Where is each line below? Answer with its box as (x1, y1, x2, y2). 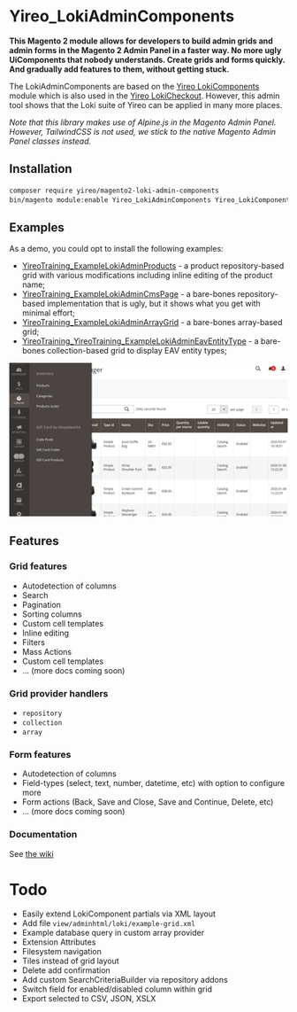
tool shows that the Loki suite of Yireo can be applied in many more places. (9, 99, 283, 110)
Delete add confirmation (21, 965, 110, 976)
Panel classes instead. (9, 136, 92, 146)
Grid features (9, 560, 68, 572)
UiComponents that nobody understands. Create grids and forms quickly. (9, 54, 286, 65)
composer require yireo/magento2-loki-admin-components (9, 186, 219, 195)
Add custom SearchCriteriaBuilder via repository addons (21, 975, 228, 985)
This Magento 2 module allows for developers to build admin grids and (9, 35, 274, 46)
